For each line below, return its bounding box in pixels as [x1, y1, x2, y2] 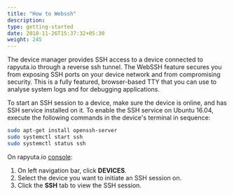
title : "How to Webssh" [7, 10, 77, 17]
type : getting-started [7, 23, 74, 30]
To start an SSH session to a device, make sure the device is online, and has [7, 99, 228, 107]
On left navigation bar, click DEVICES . [17, 166, 128, 175]
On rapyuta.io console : [7, 152, 73, 161]
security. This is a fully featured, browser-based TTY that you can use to [7, 78, 217, 86]
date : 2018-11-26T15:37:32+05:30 [7, 29, 105, 37]
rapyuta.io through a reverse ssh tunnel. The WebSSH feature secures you [7, 63, 222, 71]
